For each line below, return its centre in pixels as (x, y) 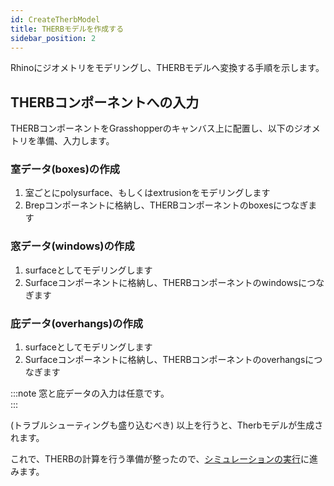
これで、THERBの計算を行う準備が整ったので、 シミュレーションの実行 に (160, 459)
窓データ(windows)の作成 (72, 246)
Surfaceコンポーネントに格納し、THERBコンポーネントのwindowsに (166, 282)
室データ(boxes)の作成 (65, 169)
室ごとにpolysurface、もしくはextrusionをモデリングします (147, 193)
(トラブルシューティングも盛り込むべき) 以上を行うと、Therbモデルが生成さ (167, 425)
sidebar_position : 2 (53, 38)
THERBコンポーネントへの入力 (105, 102)
